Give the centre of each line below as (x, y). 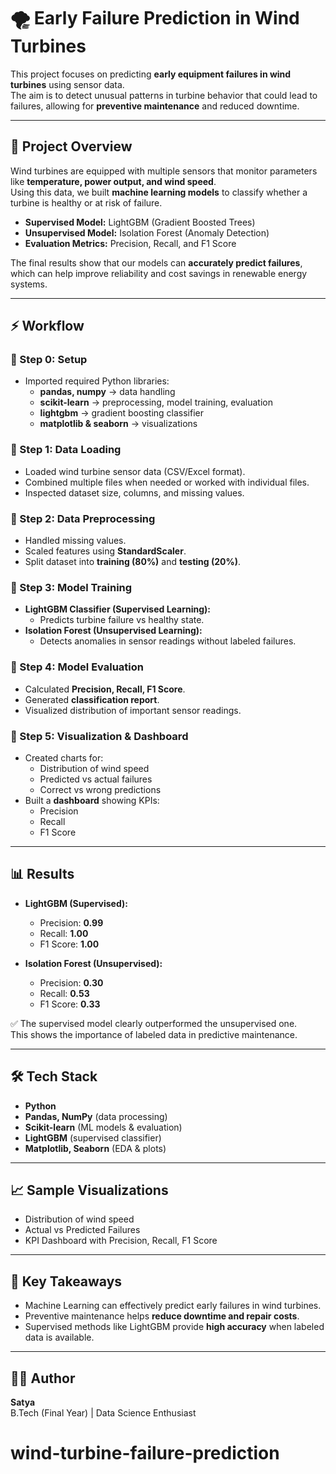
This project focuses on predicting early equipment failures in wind (151, 74)
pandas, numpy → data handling (107, 392)
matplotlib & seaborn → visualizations (118, 424)
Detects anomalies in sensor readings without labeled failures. (168, 641)
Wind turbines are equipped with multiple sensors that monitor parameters (164, 171)
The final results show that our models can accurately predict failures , (156, 262)
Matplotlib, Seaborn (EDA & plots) (95, 1148)
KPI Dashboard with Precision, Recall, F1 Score (121, 1241)
